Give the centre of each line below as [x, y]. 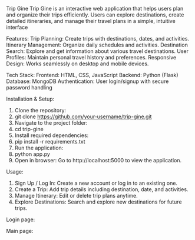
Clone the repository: [40, 110]
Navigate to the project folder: [51, 123]
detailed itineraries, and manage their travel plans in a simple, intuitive [91, 21]
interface [17, 27]
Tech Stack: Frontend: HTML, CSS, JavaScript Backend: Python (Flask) [92, 75]
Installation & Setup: [30, 99]
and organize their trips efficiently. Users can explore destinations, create [95, 15]
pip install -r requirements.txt [50, 141]
